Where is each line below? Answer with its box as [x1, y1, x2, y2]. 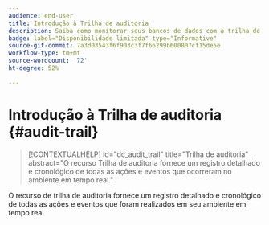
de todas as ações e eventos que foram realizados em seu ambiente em [8, 198, 247, 209]
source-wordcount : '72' [8, 57, 88, 65]
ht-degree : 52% [8, 64, 59, 72]
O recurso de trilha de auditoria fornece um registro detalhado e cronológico [8, 190, 262, 200]
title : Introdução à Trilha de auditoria [8, 19, 149, 27]
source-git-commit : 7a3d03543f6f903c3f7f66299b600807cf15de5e [8, 42, 221, 50]
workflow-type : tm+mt [8, 49, 81, 57]
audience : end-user [8, 11, 74, 20]
